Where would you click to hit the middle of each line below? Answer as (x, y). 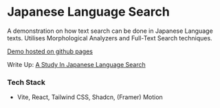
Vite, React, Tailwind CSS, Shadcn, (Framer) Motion (90, 97)
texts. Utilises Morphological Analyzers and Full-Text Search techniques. (110, 38)
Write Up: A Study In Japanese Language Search (76, 64)
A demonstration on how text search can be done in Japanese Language (110, 31)
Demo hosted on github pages (50, 51)
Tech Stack (26, 82)
